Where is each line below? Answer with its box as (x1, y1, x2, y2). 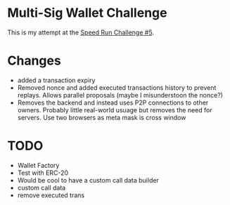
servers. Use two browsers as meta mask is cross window (17, 113, 186, 121)
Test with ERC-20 (17, 168, 69, 177)
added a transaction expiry (17, 76, 96, 84)
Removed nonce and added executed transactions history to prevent (17, 83, 217, 92)
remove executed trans (17, 191, 85, 199)
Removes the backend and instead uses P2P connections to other (17, 98, 209, 107)
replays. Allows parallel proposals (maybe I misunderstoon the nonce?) (17, 91, 224, 99)
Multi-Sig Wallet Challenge (7, 5, 167, 21)
